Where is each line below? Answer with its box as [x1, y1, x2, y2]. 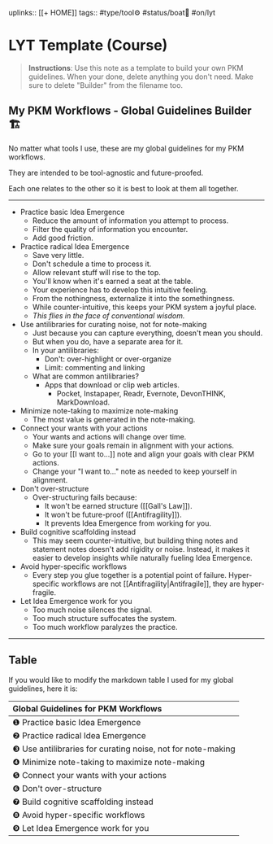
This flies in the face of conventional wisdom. [32, 310, 185, 321]
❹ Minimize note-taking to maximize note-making [12, 756, 206, 767]
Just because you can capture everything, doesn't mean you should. [32, 328, 263, 338]
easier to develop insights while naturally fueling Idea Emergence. [32, 553, 253, 562]
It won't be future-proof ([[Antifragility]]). [44, 509, 182, 519]
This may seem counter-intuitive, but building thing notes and [32, 536, 238, 545]
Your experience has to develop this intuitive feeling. [32, 285, 209, 295]
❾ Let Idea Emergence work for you [12, 822, 149, 833]
